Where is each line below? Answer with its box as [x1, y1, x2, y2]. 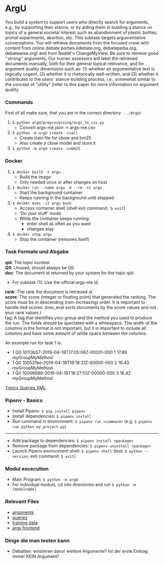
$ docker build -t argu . [12, 170, 65, 174]
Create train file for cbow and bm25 [19, 135, 91, 141]
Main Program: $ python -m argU [12, 477, 78, 482]
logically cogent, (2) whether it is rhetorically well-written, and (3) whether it [5, 71, 159, 77]
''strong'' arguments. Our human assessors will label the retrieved [5, 55, 138, 61]
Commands [5, 99, 33, 106]
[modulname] [12, 487, 37, 492]
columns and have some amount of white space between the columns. [5, 330, 147, 336]
